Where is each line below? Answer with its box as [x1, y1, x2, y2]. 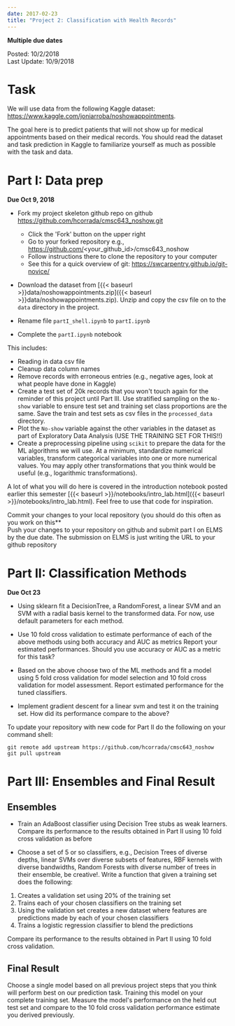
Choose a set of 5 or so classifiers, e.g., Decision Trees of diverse [17, 848, 208, 857]
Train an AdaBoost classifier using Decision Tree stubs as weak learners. [17, 820, 228, 828]
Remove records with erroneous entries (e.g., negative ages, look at [17, 372, 213, 381]
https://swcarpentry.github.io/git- [131, 260, 228, 268]
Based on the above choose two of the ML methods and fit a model [17, 666, 212, 675]
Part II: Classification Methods [7, 565, 187, 581]
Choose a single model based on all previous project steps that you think [7, 981, 217, 990]
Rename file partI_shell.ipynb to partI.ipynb [17, 316, 150, 325]
